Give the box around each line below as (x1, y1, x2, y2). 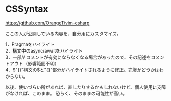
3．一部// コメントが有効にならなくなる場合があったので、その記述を (5, 54, 152, 60)
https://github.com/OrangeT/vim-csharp (5, 20, 90, 26)
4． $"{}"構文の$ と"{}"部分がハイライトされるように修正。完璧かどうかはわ (5, 67, 164, 73)
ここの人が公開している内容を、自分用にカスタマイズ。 (5, 30, 121, 36)
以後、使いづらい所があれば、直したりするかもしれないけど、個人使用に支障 (5, 84, 166, 90)
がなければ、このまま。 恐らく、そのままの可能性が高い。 (5, 90, 128, 96)
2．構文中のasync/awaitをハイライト (5, 47, 83, 54)
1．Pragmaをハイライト (5, 41, 55, 47)
